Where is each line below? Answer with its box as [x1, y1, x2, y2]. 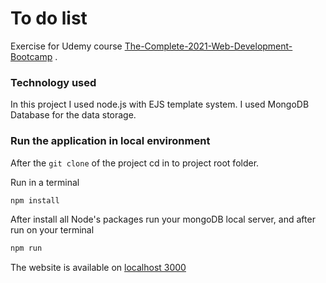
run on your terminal [10, 224, 95, 236]
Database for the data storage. [10, 109, 137, 121]
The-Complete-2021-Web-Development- [124, 40, 293, 52]
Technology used [10, 75, 97, 89]
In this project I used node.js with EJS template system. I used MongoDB [10, 98, 310, 111]
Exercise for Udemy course [10, 40, 123, 52]
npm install [10, 195, 60, 206]
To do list [10, 7, 88, 30]
